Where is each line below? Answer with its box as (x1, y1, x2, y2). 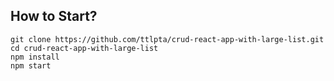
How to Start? (10, 8, 98, 25)
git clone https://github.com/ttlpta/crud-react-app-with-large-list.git (10, 34, 325, 44)
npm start (10, 60, 52, 71)
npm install (10, 52, 60, 62)
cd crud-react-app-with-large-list (10, 43, 159, 53)
